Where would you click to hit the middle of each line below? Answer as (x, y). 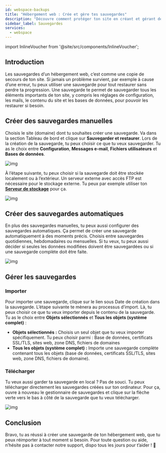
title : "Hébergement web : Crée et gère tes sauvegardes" (66, 14)
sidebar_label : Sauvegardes (34, 23)
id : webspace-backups (27, 10)
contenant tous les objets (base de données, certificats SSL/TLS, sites (84, 353)
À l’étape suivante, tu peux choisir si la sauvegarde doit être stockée (75, 173)
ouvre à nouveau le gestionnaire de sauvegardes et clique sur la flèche (77, 392)
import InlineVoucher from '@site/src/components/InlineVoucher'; (72, 47)
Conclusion (23, 423)
